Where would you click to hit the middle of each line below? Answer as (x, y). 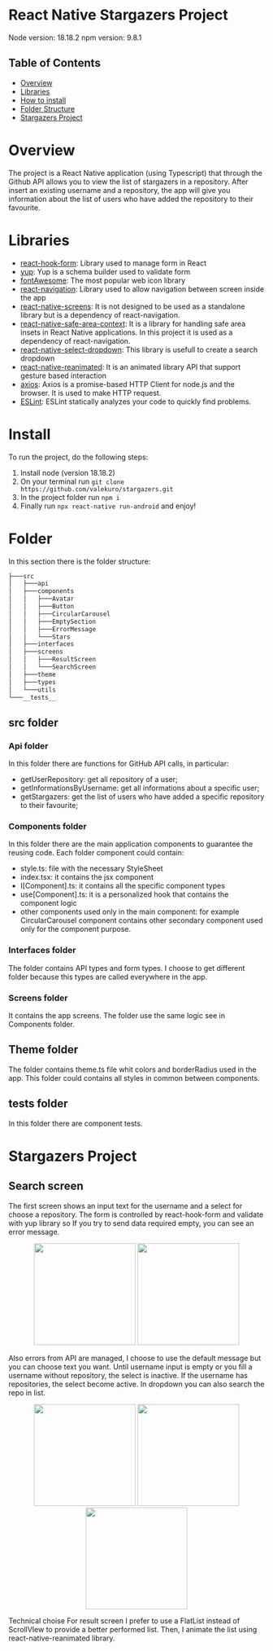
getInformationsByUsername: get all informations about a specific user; (140, 788)
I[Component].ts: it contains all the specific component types (123, 886)
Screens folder (38, 998)
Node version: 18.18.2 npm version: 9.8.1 (75, 37)
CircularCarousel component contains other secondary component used (141, 920)
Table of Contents (55, 63)
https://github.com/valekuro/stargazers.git (97, 489)
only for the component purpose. (76, 929)
